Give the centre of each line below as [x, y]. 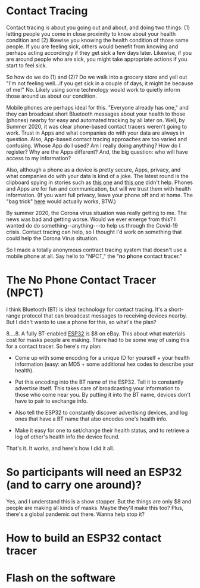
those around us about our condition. [51, 96]
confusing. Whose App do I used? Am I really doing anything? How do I [93, 145]
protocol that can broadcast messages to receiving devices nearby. [104, 315]
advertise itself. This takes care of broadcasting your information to [97, 388]
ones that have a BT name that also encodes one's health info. [91, 419]
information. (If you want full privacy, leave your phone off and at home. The [100, 195]
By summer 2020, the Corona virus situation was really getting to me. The [97, 213]
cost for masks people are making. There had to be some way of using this [98, 340]
